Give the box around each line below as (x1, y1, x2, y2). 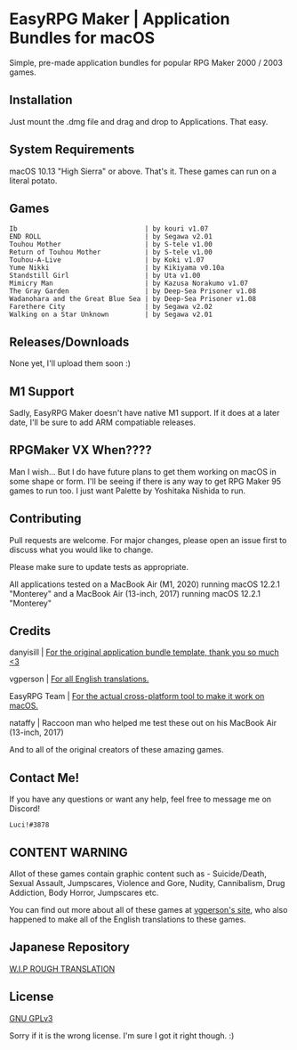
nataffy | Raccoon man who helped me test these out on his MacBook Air (9, 718, 277, 728)
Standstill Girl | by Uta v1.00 (9, 272, 201, 281)
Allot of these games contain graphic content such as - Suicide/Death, (9, 868, 267, 879)
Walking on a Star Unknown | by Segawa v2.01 (9, 310, 213, 320)
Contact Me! (9, 770, 80, 785)
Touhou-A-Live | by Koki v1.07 (9, 256, 205, 265)
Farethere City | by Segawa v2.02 (9, 303, 213, 312)
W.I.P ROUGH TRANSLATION (9, 963, 116, 974)
